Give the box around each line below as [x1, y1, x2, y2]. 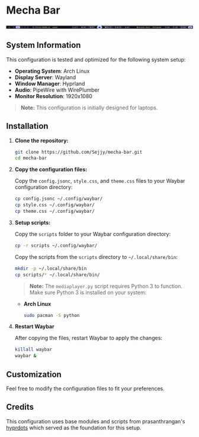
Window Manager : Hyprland [14, 80, 85, 87]
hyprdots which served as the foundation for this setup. [6, 424, 142, 431]
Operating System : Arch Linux [14, 67, 90, 75]
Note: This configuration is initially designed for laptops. [20, 104, 158, 111]
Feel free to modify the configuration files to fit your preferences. [6, 385, 165, 392]
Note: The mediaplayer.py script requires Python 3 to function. [29, 282, 182, 290]
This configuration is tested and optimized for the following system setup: [6, 56, 186, 63]
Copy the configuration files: [14, 166, 88, 173]
